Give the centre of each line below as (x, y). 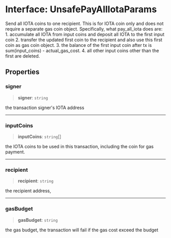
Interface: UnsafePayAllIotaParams (81, 9)
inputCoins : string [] (39, 137)
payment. (15, 152)
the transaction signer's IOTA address (45, 108)
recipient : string (36, 181)
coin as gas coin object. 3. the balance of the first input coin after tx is (79, 45)
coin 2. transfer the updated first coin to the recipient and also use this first (84, 40)
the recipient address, (28, 191)
